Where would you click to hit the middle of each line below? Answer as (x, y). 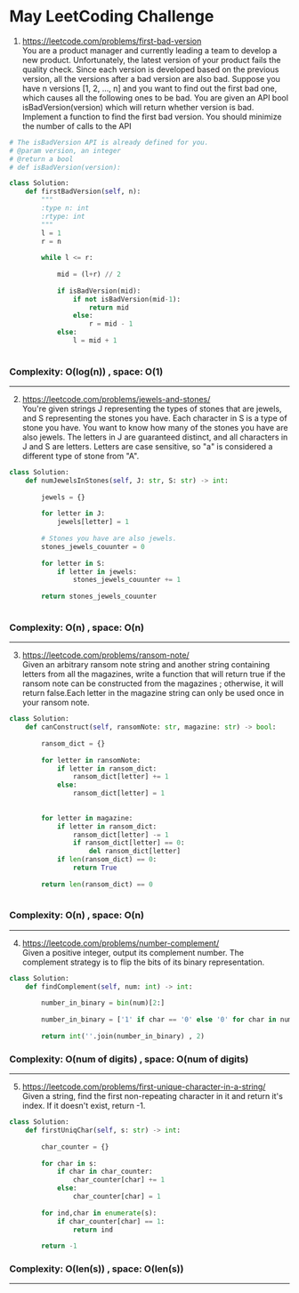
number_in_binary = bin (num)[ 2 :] (103, 1003)
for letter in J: (73, 513)
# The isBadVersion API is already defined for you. (109, 142)
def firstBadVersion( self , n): (83, 192)
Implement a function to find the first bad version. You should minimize (152, 117)
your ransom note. (56, 703)
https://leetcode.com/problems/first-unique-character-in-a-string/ (144, 1087)
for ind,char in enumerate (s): (99, 1213)
